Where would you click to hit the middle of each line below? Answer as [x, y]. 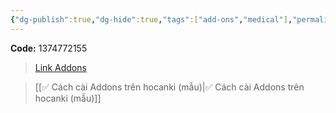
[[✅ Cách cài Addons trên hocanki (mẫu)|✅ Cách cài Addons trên [169, 87]
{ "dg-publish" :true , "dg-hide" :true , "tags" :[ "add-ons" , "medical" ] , [151, 19]
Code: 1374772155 [49, 48]
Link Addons [60, 67]
